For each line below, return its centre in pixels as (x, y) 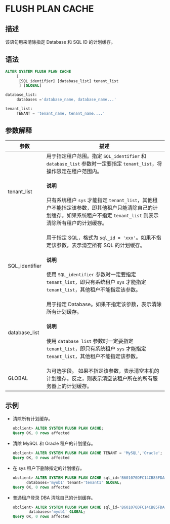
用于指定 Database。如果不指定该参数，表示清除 (104, 304)
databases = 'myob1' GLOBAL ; (57, 512)
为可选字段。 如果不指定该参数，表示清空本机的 (103, 371)
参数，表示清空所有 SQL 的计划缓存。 (101, 245)
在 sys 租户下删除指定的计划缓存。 (49, 468)
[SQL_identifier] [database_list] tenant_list (69, 81)
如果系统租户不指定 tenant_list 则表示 (113, 215)
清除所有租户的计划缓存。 (77, 223)
